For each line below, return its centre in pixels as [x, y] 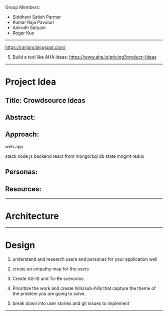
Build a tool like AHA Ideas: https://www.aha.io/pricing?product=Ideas [84, 57]
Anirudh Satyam [29, 28]
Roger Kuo [23, 33]
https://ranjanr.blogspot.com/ [35, 47]
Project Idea [31, 82]
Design [20, 245]
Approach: [22, 134]
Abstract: [20, 117]
